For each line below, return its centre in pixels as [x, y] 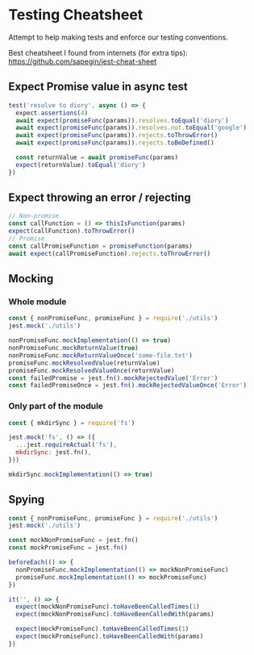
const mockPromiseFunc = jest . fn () [68, 548]
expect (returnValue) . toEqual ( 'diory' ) [81, 165]
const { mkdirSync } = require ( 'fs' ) [72, 423]
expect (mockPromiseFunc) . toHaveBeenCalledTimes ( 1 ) [102, 629]
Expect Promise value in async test [98, 87]
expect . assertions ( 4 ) [52, 113]
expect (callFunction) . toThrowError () [72, 232]
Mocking [31, 279]
